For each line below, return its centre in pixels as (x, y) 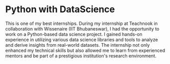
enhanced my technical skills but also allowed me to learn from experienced (85, 50)
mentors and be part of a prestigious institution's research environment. (81, 56)
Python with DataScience (60, 9)
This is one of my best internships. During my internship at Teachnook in (82, 23)
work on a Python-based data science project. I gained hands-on (74, 34)
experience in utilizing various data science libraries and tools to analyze (82, 40)
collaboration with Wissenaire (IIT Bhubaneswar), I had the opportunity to (82, 28)
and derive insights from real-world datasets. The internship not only (78, 45)
